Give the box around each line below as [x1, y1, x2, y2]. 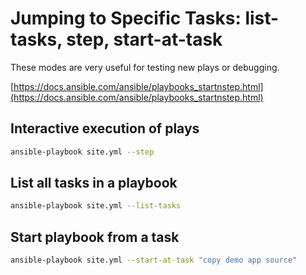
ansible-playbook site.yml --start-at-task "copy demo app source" [10, 255, 298, 266]
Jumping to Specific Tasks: [10, 7, 242, 30]
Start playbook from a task [10, 228, 180, 246]
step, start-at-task [66, 28, 223, 51]
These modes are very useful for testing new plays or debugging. [10, 61, 280, 73]
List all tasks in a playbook [10, 175, 178, 192]
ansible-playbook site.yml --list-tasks [10, 201, 182, 211]
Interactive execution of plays [10, 120, 200, 137]
